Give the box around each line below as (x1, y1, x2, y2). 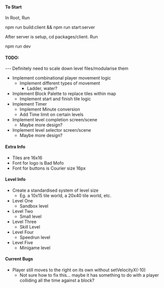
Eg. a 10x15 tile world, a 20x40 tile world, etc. (19, 192, 112, 199)
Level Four (12, 229, 34, 235)
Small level (19, 213, 42, 219)
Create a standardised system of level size (12, 187, 99, 193)
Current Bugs (5, 256, 33, 262)
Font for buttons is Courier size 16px (12, 165, 86, 171)
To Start (5, 4, 22, 10)
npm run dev (5, 43, 31, 49)
